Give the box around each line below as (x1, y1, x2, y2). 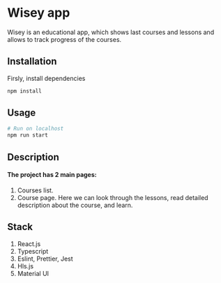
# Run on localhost (7, 125, 64, 132)
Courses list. (17, 186, 54, 194)
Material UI (17, 269, 49, 277)
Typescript (17, 247, 49, 255)
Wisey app (7, 5, 70, 21)
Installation (7, 56, 57, 68)
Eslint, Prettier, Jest (17, 254, 73, 263)
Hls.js (17, 261, 33, 270)
